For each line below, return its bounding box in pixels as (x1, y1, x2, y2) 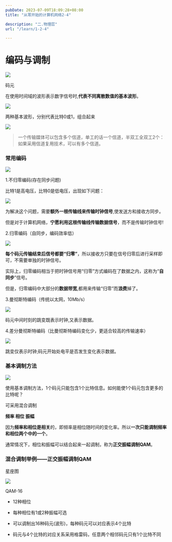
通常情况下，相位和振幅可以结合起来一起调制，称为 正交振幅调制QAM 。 (5, 441, 155, 447)
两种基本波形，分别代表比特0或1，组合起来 (5, 114, 96, 120)
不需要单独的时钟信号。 (14, 257, 64, 264)
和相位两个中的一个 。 (5, 430, 50, 437)
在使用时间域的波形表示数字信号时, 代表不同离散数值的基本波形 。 (5, 93, 142, 99)
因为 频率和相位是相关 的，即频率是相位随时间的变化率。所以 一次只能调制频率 (5, 424, 167, 430)
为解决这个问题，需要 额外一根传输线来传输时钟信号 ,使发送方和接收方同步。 (5, 209, 164, 215)
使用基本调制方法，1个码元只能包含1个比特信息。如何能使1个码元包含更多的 (5, 385, 164, 391)
